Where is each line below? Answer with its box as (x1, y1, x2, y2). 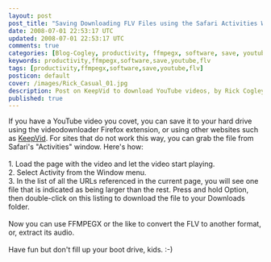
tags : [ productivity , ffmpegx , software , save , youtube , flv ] (8, 64, 204, 73)
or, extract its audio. (8, 227, 75, 238)
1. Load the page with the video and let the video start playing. (8, 159, 215, 169)
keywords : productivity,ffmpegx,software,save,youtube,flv (8, 57, 211, 65)
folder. (8, 202, 30, 212)
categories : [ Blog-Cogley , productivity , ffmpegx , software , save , (8, 49, 240, 57)
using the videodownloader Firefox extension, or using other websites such (8, 125, 259, 135)
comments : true (8, 42, 60, 50)
